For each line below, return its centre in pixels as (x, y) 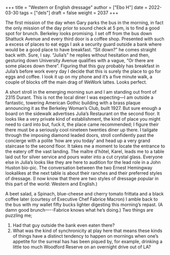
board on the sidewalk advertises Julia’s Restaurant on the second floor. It (82, 114)
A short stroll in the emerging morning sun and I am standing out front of (81, 92)
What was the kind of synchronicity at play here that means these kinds (87, 231)
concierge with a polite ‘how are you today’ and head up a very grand (78, 140)
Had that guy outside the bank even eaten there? (64, 225)
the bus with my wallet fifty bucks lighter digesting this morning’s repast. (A (84, 205)
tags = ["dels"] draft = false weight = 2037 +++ (69, 13)
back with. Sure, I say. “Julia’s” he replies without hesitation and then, (77, 55)
